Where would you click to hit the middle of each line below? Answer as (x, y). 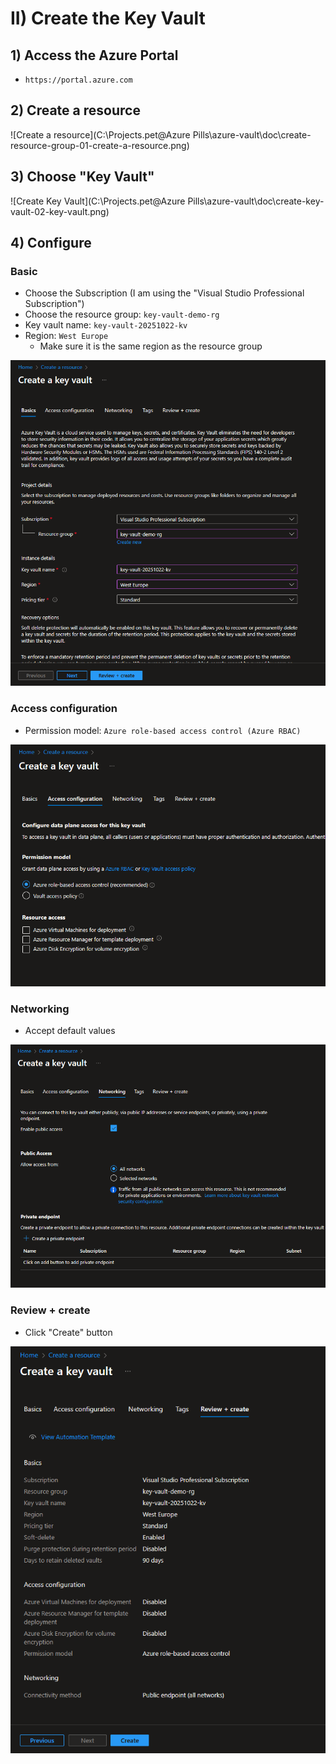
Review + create (50, 1310)
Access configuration (64, 709)
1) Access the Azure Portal (94, 55)
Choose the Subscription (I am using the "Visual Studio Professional (164, 293)
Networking (40, 1009)
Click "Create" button (68, 1332)
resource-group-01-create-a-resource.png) (100, 145)
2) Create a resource (75, 110)
